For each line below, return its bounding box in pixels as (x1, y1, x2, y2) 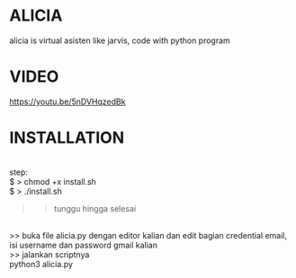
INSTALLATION (9, 127, 124, 148)
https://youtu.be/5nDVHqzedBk (9, 96, 126, 107)
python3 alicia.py (9, 258, 74, 269)
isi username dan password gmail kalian (9, 239, 157, 250)
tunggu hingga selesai (53, 203, 137, 213)
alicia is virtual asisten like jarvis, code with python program (9, 35, 231, 46)
